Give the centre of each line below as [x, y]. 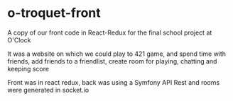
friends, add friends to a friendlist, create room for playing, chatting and [112, 61]
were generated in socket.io [48, 90]
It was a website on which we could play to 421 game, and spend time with [116, 54]
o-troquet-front [54, 13]
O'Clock [19, 40]
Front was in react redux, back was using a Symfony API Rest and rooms [114, 82]
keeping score [28, 69]
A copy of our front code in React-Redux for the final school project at [110, 32]
